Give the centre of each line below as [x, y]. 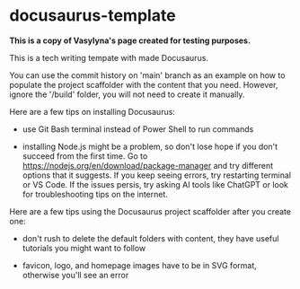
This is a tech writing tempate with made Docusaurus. [109, 57]
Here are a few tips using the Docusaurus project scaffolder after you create [150, 211]
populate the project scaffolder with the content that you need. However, [144, 84]
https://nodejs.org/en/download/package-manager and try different [148, 165]
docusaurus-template [93, 16]
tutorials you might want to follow [84, 248]
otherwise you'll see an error [75, 275]
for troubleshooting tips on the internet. [95, 194]
